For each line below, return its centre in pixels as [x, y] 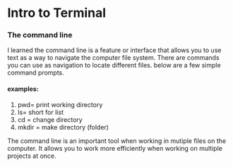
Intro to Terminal [57, 13]
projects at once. [32, 156]
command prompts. [36, 73]
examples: [23, 89]
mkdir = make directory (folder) [63, 127]
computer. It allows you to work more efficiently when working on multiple [115, 148]
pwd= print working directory [60, 104]
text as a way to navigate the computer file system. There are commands [114, 58]
